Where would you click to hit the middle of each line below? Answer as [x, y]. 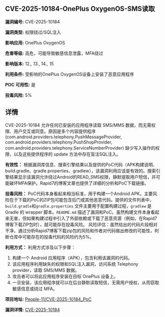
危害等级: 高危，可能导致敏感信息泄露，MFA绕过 [54, 53]
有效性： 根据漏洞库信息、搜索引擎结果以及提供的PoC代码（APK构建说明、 [81, 164]
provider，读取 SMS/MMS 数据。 [46, 270]
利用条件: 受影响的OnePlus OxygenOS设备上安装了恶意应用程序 [70, 74]
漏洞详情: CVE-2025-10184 [33, 310]
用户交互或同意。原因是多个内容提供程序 [55, 131]
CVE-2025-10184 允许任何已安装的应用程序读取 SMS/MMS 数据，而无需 [78, 125]
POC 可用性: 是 [20, 84]
